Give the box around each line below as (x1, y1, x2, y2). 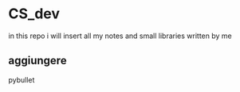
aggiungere (8, 54, 67, 67)
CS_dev (8, 5, 60, 23)
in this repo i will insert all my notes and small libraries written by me (8, 31, 233, 40)
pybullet (8, 75, 35, 84)
